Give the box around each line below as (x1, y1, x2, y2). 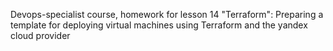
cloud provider (10, 30, 71, 41)
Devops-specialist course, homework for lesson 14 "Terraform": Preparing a (10, 9, 324, 20)
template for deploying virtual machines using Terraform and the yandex (10, 19, 308, 31)
